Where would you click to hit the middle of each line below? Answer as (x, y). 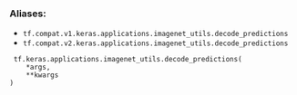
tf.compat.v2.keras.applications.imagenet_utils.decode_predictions (155, 43)
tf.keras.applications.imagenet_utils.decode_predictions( (128, 60)
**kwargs (42, 75)
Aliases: (28, 14)
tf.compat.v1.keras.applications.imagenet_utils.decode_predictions (155, 34)
